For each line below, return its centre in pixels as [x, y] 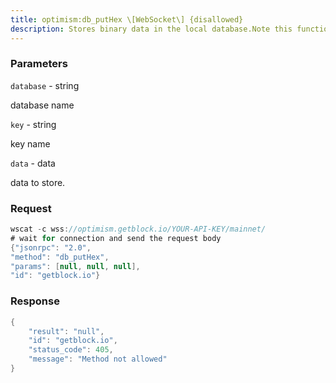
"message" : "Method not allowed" [98, 359]
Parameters [39, 64]
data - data [33, 163]
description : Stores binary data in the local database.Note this [151, 29]
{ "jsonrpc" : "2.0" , [51, 247]
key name [30, 143]
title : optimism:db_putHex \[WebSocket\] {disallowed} [127, 19]
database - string [45, 85]
